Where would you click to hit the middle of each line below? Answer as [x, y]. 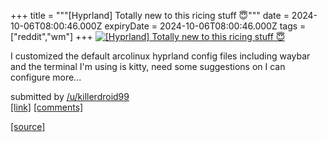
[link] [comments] [47, 107]
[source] [28, 126]
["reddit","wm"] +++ [51, 36]
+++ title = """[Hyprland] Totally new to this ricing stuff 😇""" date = [150, 15]
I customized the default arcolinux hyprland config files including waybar [160, 56]
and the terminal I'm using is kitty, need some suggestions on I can [148, 66]
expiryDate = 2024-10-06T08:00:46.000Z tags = [205, 26]
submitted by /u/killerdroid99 [70, 96]
